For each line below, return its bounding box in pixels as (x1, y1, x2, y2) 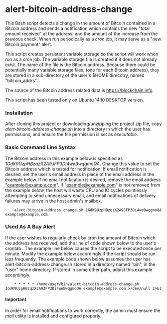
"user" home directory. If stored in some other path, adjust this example (5, 266, 153, 272)
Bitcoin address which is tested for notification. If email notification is (5, 166, 147, 172)
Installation (5, 109, 33, 116)
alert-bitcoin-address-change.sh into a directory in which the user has (5, 126, 151, 132)
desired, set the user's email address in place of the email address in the (5, 171, 155, 177)
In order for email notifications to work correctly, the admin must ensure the (5, 307, 161, 313)
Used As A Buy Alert (5, 223, 56, 230)
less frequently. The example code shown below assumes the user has (5, 256, 151, 262)
